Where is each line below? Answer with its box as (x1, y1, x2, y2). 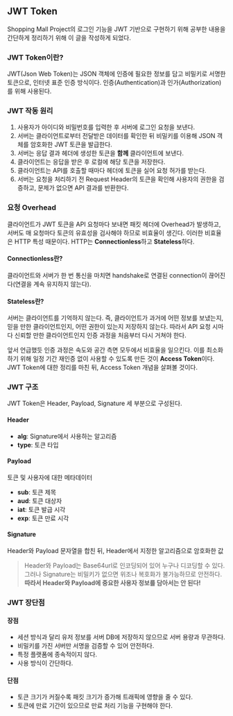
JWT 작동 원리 (7, 106, 53, 116)
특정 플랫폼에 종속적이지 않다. (17, 650, 98, 658)
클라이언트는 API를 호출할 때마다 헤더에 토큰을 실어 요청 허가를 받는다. (17, 167, 207, 175)
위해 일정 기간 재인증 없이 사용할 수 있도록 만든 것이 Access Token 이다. (19, 355, 215, 363)
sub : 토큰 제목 (17, 488, 57, 496)
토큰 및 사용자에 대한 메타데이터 (7, 473, 93, 481)
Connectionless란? (7, 255, 63, 263)
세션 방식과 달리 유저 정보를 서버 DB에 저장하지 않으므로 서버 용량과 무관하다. (17, 633, 225, 641)
